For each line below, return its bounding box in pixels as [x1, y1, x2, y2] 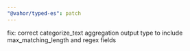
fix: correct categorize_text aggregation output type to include [7, 29, 183, 37]
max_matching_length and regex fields [7, 35, 117, 44]
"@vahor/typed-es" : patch [7, 10, 81, 17]
